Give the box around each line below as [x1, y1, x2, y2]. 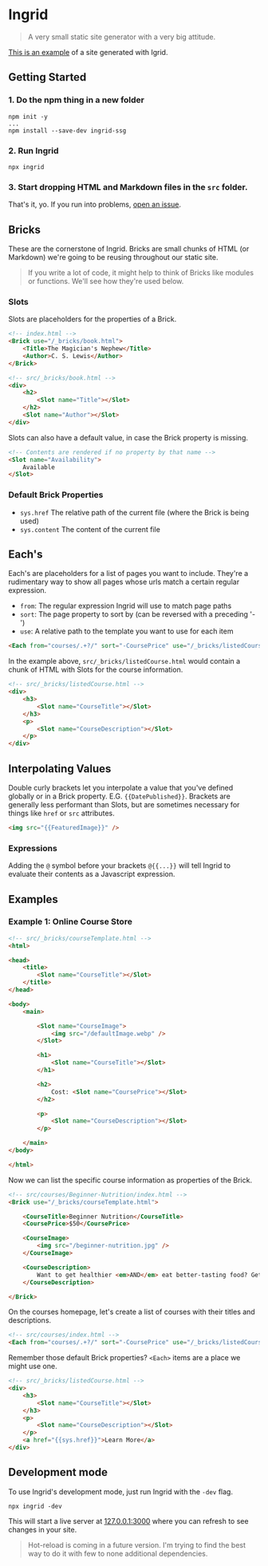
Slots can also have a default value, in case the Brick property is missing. [8, 432, 249, 442]
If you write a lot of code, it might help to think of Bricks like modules [27, 268, 254, 278]
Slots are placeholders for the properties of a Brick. [8, 314, 177, 324]
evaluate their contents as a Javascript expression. [8, 870, 175, 879]
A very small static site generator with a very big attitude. [27, 32, 216, 41]
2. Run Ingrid [8, 145, 59, 156]
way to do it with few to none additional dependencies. [27, 1548, 208, 1558]
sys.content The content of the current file [19, 524, 161, 534]
